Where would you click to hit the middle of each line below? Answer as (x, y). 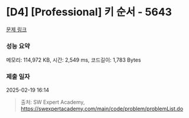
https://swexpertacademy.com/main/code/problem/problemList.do (102, 109)
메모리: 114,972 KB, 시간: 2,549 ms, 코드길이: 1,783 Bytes (74, 60)
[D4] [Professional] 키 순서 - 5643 (89, 12)
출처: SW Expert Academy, (53, 102)
